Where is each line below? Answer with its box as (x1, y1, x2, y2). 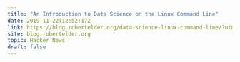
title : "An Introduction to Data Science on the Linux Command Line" (7, 10, 219, 18)
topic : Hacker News (7, 37, 66, 44)
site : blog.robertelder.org (7, 30, 91, 38)
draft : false (7, 43, 46, 51)
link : (7, 24, 24, 31)
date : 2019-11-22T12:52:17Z (7, 17, 91, 24)
